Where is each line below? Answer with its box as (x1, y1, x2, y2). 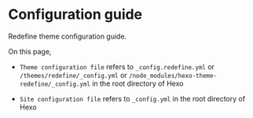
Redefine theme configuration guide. (8, 31, 127, 41)
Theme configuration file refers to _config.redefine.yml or (19, 61, 214, 72)
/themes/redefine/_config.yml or (19, 70, 127, 79)
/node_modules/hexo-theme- (128, 72, 218, 79)
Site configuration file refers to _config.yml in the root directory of (19, 94, 246, 103)
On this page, (8, 46, 52, 56)
